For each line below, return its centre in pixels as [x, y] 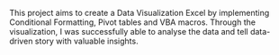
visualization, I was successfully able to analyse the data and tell [129, 31]
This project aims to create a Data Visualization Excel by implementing [139, 13]
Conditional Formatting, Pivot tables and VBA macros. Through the [133, 22]
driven [21, 41]
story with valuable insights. [86, 41]
